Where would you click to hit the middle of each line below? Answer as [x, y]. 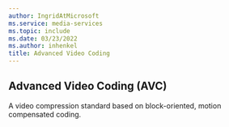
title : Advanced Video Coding [59, 53]
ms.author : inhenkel [43, 46]
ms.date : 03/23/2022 [43, 38]
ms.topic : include [39, 31]
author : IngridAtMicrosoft [54, 16]
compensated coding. [45, 114]
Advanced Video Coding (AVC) [88, 86]
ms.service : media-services [56, 23]
